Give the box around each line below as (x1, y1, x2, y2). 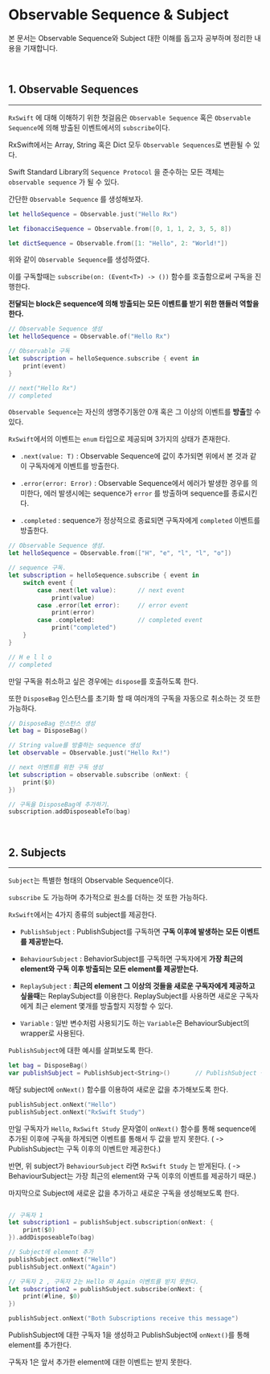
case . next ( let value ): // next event (37, 586, 185, 594)
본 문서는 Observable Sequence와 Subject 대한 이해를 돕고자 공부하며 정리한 (8, 33, 253, 43)
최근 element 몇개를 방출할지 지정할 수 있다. (35, 1002, 174, 1011)
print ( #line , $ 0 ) (22, 1293, 81, 1301)
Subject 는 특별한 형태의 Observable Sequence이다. (8, 875, 174, 886)
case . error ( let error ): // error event (37, 601, 189, 609)
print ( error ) (51, 609, 95, 617)
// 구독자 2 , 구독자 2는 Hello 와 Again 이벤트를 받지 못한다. (8, 1277, 199, 1286)
